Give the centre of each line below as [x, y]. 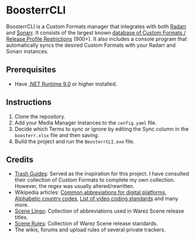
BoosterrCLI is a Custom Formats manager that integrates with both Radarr [96, 26]
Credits [20, 160]
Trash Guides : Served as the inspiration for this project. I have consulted [102, 174]
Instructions [29, 102]
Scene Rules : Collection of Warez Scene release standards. [86, 224]
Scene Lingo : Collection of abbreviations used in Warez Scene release [99, 211]
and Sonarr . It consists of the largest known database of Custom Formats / [96, 32]
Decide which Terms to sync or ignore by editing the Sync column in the [102, 129]
